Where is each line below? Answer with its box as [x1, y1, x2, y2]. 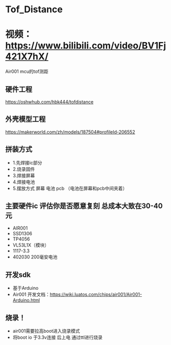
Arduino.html [12, 297, 40, 303]
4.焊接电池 [12, 178, 35, 185]
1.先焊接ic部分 [12, 159, 42, 166]
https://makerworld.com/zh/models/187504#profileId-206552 [5, 129, 135, 135]
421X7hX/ [5, 51, 48, 63]
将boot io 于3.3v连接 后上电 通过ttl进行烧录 [12, 334, 103, 340]
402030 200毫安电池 [12, 254, 58, 260]
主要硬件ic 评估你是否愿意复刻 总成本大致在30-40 [5, 201, 163, 210]
